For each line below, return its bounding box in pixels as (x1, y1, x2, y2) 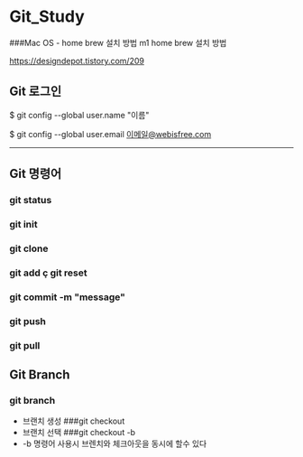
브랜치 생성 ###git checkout (22, 415, 125, 426)
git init (9, 218, 38, 230)
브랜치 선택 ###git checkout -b (22, 427, 136, 438)
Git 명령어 (9, 166, 62, 182)
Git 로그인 (9, 84, 62, 99)
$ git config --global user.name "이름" (9, 109, 150, 120)
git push (9, 314, 47, 327)
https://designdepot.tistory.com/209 (9, 55, 144, 66)
